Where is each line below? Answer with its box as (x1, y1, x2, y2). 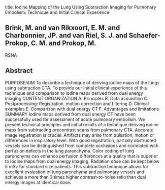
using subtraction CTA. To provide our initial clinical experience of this (5, 85, 147, 91)
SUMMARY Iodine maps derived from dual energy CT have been (5, 111, 136, 117)
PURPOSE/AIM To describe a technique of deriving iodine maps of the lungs (5, 79, 160, 85)
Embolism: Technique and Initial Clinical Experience (5, 9, 110, 15)
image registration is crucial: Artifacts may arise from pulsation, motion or (5, 132, 154, 138)
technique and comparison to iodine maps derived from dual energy (5, 90, 143, 96)
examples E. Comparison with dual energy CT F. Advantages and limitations (5, 106, 159, 112)
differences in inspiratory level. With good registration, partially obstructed (5, 137, 156, 143)
